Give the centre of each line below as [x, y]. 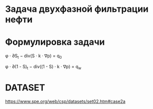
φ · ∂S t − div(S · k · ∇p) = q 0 [34, 56]
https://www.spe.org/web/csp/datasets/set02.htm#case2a [65, 101]
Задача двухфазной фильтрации [77, 9]
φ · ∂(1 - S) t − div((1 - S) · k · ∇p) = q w [43, 67]
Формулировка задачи [55, 42]
